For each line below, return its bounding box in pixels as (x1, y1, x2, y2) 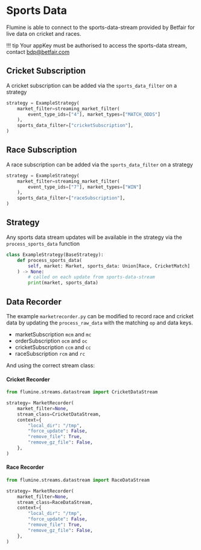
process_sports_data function (6, 240, 80, 247)
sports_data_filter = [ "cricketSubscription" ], (17, 122, 134, 129)
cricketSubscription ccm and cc (14, 343, 92, 351)
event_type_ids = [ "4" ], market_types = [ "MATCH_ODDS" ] (28, 111, 161, 117)
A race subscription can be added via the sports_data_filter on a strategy (6, 161, 193, 168)
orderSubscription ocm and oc (14, 337, 88, 344)
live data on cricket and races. (6, 30, 81, 37)
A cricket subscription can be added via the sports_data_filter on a (6, 82, 177, 89)
